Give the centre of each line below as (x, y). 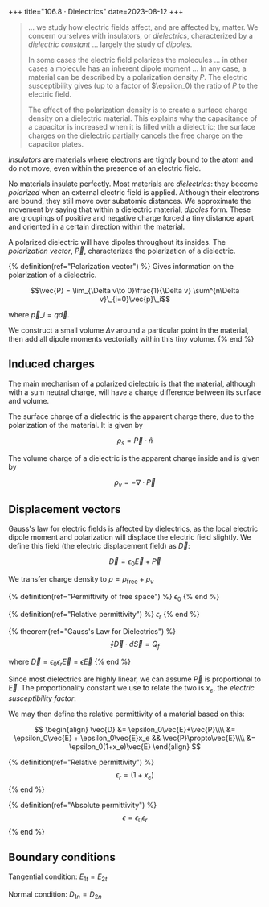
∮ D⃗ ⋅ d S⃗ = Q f (135, 645)
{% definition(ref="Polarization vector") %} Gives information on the (121, 266)
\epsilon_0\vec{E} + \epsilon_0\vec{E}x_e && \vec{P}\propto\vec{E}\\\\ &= (135, 738)
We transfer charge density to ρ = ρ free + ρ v (81, 580)
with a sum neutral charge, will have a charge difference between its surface (135, 392)
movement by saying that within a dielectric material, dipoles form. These (130, 209)
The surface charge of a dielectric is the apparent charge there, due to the (131, 416)
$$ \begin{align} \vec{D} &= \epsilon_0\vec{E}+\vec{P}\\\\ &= (135, 729)
